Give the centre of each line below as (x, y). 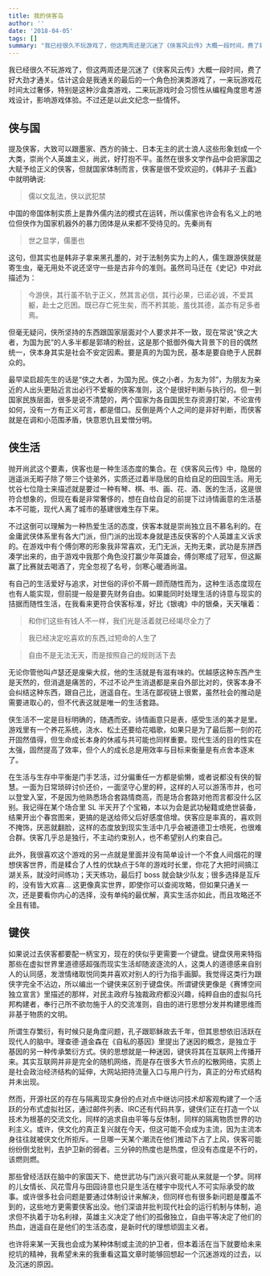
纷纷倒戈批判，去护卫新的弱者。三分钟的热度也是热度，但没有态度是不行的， (135, 1149)
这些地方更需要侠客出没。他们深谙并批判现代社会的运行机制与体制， (142, 1207)
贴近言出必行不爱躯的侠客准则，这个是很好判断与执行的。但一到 (156, 389)
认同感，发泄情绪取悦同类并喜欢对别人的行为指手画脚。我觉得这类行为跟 (142, 974)
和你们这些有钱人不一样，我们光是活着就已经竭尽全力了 (119, 621)
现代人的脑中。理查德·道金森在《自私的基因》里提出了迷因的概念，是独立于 (133, 1041)
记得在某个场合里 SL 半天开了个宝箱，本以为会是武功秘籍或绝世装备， (145, 807)
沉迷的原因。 (36, 1264)
